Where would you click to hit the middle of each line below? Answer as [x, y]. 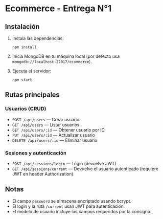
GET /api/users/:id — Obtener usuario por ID [58, 130]
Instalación [23, 27]
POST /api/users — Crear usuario [46, 119]
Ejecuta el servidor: [32, 71]
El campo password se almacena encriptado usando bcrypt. [72, 201]
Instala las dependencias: [38, 38]
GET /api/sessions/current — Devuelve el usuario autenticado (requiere [85, 169]
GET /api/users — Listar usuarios [46, 125]
